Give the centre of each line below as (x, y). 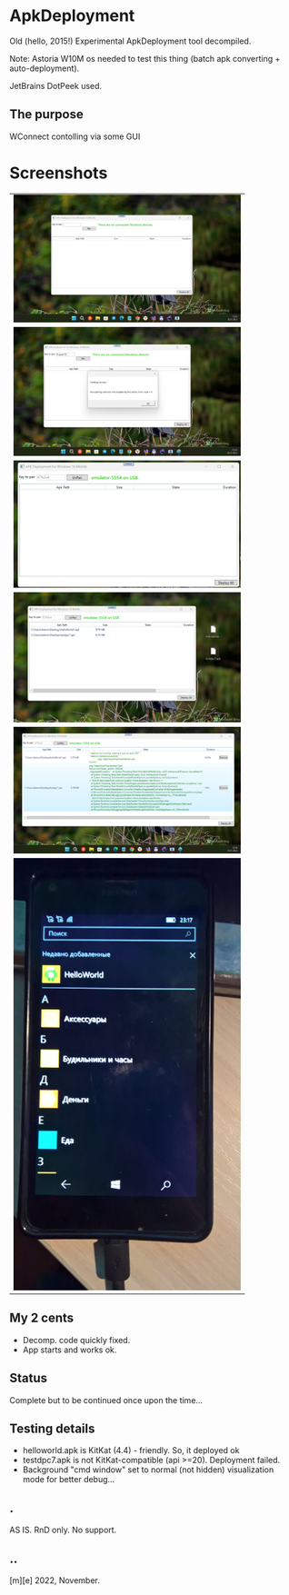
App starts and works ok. (70, 1350)
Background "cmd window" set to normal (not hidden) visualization (148, 1470)
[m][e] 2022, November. (55, 1580)
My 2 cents (42, 1318)
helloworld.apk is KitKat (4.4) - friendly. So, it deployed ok (131, 1450)
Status (29, 1378)
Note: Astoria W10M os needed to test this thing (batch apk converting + (145, 58)
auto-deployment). (45, 68)
